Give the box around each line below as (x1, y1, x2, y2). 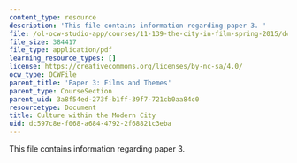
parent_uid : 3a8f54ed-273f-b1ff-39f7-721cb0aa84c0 (9, 94, 200, 104)
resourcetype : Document (9, 103, 97, 112)
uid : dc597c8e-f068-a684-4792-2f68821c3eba (9, 120, 172, 129)
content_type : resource (9, 12, 97, 22)
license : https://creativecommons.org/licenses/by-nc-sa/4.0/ (9, 63, 243, 71)
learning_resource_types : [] (9, 54, 117, 63)
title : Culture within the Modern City (9, 111, 156, 120)
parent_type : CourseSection (9, 86, 113, 95)
